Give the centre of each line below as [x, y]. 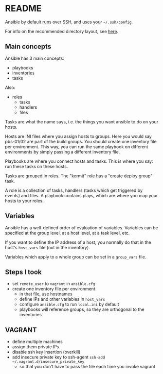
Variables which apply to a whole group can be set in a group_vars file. [76, 257]
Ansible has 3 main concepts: [35, 58]
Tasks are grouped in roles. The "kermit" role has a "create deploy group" [79, 176]
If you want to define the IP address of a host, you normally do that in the [78, 242]
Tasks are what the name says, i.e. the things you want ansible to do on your [82, 121]
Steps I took [24, 272]
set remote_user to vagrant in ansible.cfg [54, 284]
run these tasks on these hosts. [36, 166]
